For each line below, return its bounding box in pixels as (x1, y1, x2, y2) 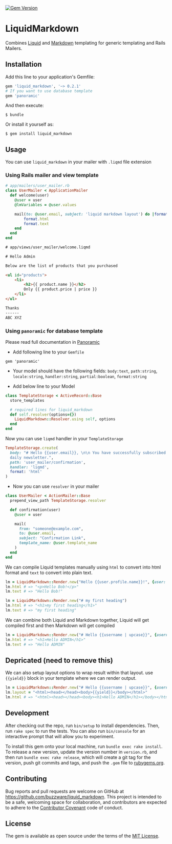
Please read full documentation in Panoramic (5, 339, 100, 345)
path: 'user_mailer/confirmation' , (10, 460, 86, 465)
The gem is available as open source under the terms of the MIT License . (5, 833, 160, 839)
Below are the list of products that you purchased (5, 263, 118, 268)
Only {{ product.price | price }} (24, 287, 97, 292)
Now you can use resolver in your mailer (12, 483, 99, 489)
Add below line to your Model (12, 383, 75, 389)
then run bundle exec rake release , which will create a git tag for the (5, 754, 151, 760)
